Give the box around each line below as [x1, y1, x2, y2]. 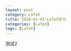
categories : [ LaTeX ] [5, 21, 50, 27]
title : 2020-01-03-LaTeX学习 [5, 17, 66, 22]
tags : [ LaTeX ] [5, 26, 36, 31]
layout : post [5, 7, 33, 13]
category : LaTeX [5, 12, 40, 17]
